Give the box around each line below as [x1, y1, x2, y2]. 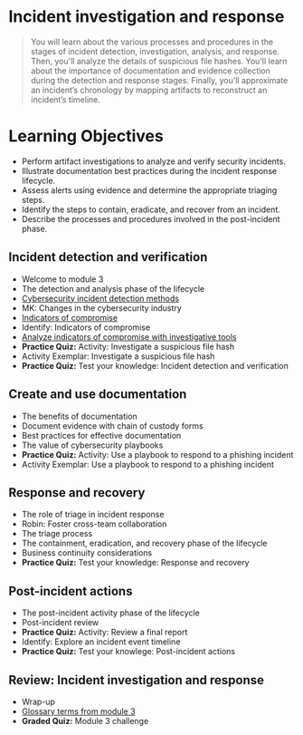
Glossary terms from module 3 [21, 705, 137, 717]
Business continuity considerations [21, 547, 153, 558]
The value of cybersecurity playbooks [21, 440, 164, 450]
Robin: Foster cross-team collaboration [21, 518, 167, 529]
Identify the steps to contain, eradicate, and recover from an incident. [21, 204, 281, 215]
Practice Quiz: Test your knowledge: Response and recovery [21, 557, 250, 568]
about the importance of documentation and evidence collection [30, 65, 270, 76]
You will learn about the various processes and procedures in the [30, 36, 273, 47]
